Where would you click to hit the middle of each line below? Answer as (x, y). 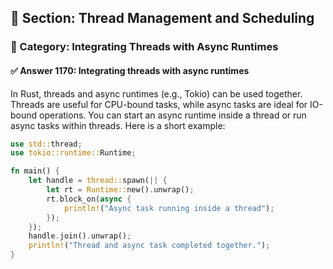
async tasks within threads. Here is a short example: (118, 125)
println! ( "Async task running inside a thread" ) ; (169, 208)
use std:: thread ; (46, 144)
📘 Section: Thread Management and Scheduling (162, 18)
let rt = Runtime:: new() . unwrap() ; (120, 190)
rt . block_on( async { (89, 199)
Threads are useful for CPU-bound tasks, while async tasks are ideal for (159, 104)
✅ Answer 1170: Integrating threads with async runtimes (130, 70)
